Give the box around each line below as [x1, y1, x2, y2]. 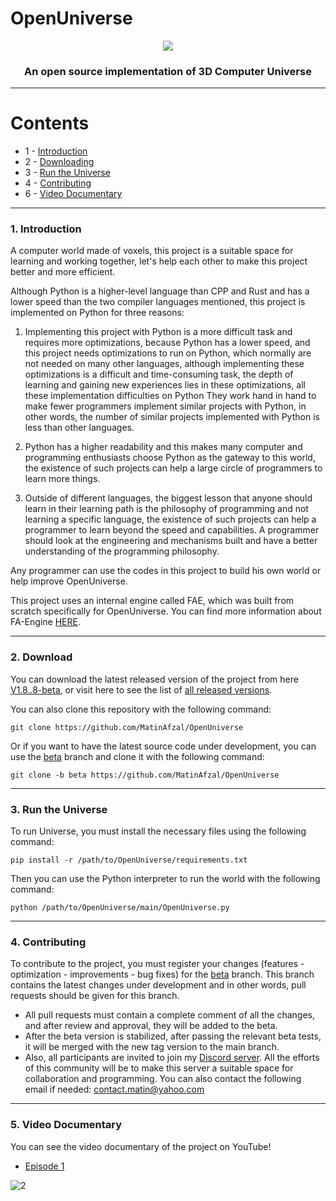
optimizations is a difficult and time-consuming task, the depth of [24, 368, 294, 381]
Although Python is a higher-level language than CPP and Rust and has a [10, 285, 310, 297]
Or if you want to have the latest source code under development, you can [10, 740, 317, 752]
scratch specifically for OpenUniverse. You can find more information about [10, 605, 322, 617]
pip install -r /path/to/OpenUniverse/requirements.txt [10, 855, 248, 866]
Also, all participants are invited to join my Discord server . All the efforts [24, 1052, 320, 1064]
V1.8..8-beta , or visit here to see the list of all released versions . [10, 683, 273, 696]
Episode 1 [24, 1160, 65, 1172]
